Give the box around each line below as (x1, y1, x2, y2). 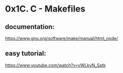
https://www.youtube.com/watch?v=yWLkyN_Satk (5, 62, 106, 68)
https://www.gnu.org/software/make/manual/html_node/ (5, 35, 118, 41)
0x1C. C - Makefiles (5, 3, 86, 15)
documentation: (5, 23, 55, 31)
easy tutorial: (5, 49, 46, 58)
